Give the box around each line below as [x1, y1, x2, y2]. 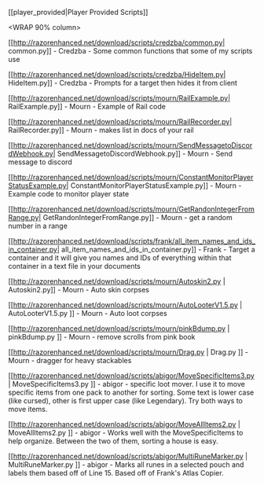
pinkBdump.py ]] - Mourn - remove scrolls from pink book [8, 333, 196, 341]
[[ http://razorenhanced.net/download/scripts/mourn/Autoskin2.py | [8, 277, 225, 286]
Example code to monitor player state [8, 189, 130, 198]
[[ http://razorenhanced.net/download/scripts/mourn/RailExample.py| [8, 94, 231, 102]
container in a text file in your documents [8, 262, 141, 270]
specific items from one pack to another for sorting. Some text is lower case [8, 388, 255, 397]
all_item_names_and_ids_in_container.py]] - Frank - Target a [61, 244, 255, 254]
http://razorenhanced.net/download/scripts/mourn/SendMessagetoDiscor [13, 141, 253, 149]
